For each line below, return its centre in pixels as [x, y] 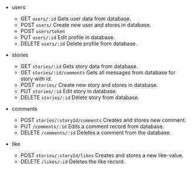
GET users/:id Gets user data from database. [76, 18]
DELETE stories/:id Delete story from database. [80, 97]
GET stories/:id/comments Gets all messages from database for [98, 72]
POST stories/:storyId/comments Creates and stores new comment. [103, 120]
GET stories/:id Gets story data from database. [79, 66]
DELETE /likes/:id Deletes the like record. [73, 161]
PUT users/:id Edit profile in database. [68, 37]
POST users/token [43, 31]
